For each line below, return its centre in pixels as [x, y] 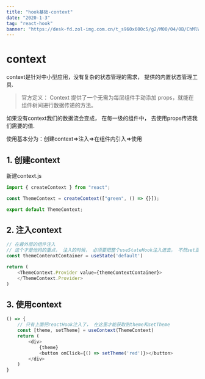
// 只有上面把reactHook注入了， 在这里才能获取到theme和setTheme [94, 325]
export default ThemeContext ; [45, 209]
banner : [16, 29]
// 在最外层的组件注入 [31, 245]
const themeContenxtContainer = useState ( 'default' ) [75, 256]
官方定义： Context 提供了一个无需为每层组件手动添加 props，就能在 [107, 98]
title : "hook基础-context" [40, 12]
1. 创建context [33, 160]
